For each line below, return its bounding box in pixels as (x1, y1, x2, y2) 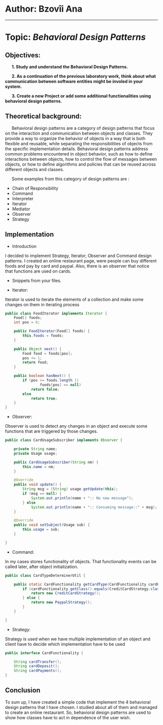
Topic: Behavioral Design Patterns (5, 32, 146, 43)
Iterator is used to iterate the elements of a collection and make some (5, 296, 144, 302)
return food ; (22, 360, 49, 365)
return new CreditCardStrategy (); (31, 591, 101, 596)
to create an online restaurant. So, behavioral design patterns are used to (5, 709, 151, 715)
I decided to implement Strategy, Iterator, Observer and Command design (5, 253, 152, 259)
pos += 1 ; (22, 356, 42, 361)
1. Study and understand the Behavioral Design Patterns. (11, 64, 129, 69)
